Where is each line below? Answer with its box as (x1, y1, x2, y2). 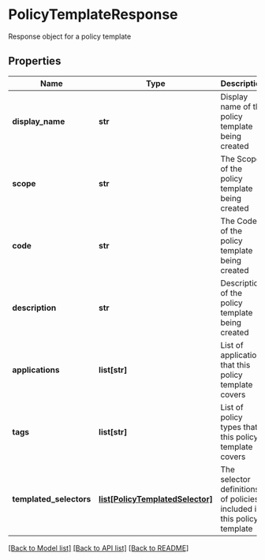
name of (220, 101, 251, 112)
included (220, 503, 253, 514)
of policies (220, 493, 259, 504)
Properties (8, 54, 62, 68)
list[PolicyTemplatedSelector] (98, 493, 213, 504)
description (12, 302, 57, 313)
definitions (220, 483, 260, 495)
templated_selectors (12, 493, 91, 504)
